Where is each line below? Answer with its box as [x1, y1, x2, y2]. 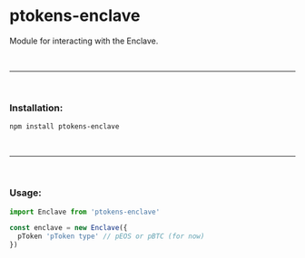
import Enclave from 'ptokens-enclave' [9, 207, 161, 216]
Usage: [9, 186, 43, 199]
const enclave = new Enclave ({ [9, 224, 128, 233]
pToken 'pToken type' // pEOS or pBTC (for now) [17, 232, 205, 241]
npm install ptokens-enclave [9, 122, 120, 131]
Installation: [9, 101, 64, 114]
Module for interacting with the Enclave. [9, 35, 159, 46]
